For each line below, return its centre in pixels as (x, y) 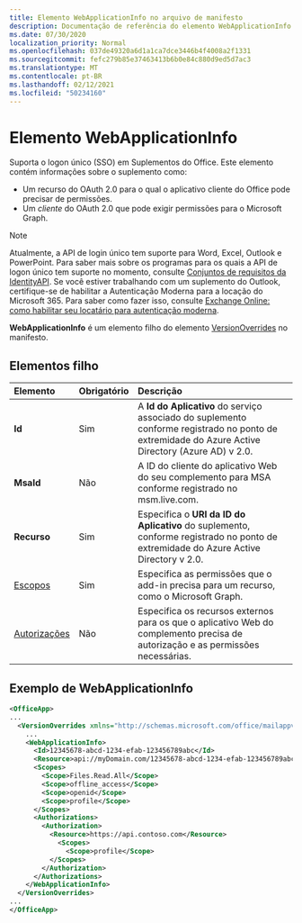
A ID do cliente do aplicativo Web (208, 466)
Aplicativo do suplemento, (194, 526)
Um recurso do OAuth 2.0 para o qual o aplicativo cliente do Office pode (156, 189)
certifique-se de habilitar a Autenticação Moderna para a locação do (136, 291)
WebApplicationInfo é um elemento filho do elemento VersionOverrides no (149, 328)
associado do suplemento (192, 418)
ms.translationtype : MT (54, 68)
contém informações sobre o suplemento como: (98, 172)
